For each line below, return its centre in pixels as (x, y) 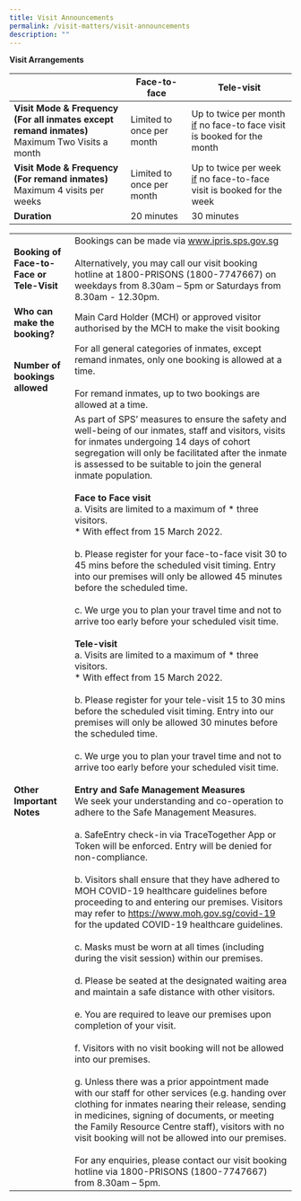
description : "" (39, 34)
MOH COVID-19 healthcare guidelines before (171, 891)
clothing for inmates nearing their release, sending (181, 1104)
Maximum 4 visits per (59, 190)
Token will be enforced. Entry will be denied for (173, 846)
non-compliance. (111, 857)
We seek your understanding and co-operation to (179, 801)
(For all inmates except (64, 119)
